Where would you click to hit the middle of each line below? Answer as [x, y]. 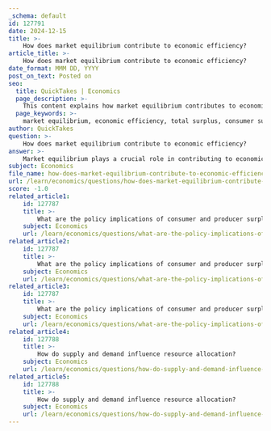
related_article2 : [39, 242]
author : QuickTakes [41, 129]
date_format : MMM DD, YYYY [54, 69]
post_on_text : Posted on [50, 76]
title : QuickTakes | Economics [68, 91]
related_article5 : [39, 377]
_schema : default [38, 16]
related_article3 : [39, 287]
